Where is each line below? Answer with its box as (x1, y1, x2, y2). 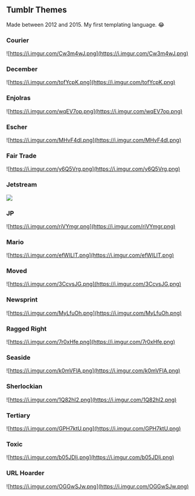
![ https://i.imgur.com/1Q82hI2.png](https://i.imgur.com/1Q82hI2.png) (6, 396, 177, 403)
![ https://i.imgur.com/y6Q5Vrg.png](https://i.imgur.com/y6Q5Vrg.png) (6, 165, 181, 173)
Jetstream (6, 180, 37, 189)
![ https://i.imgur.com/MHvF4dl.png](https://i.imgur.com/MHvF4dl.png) (6, 136, 182, 144)
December (6, 65, 38, 73)
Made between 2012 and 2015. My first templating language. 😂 (6, 21, 165, 28)
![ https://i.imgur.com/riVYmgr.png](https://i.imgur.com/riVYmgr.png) (6, 222, 176, 230)
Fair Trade (6, 151, 37, 160)
